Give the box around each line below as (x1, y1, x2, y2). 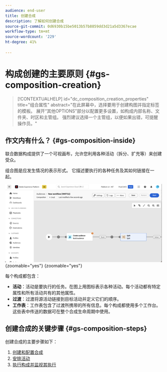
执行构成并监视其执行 (12, 362, 56, 368)
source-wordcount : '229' (5, 34, 57, 39)
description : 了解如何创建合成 (5, 18, 64, 23)
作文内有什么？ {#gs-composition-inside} (5, 136, 136, 145)
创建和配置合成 (12, 349, 43, 355)
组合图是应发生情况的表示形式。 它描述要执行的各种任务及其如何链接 (5, 167, 146, 173)
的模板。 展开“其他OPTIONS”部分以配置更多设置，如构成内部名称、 (17, 108, 156, 114)
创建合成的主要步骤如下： (5, 339, 58, 345)
